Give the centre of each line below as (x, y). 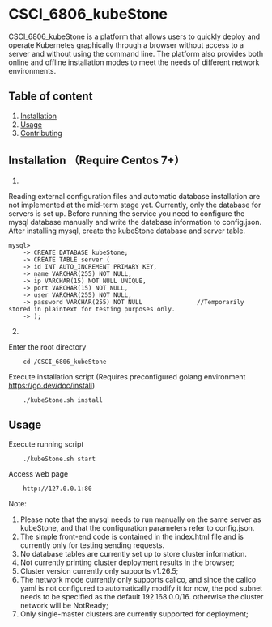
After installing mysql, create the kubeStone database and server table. (127, 231)
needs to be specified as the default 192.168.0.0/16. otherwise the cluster (142, 597)
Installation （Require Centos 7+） (97, 161)
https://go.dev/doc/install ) (52, 385)
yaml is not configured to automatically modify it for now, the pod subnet (141, 588)
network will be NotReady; (64, 606)
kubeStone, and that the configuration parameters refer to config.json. (137, 528)
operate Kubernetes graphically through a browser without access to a (126, 44)
